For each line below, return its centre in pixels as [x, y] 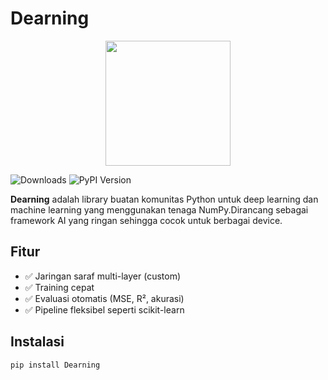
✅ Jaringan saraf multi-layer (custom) [103, 276]
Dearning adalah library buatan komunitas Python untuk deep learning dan [164, 199]
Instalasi [37, 342]
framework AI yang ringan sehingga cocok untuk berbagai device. [146, 220]
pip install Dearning [55, 365]
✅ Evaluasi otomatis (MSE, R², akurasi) [104, 298]
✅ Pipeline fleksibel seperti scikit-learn [104, 309]
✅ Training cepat [59, 287]
